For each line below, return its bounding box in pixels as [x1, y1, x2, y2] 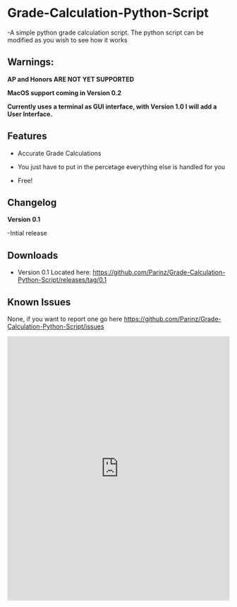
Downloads [7, 249, 59, 262]
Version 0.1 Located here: [17, 268, 92, 276]
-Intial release [7, 229, 47, 238]
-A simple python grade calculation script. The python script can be [7, 28, 205, 37]
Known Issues [7, 296, 71, 308]
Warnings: [7, 56, 54, 68]
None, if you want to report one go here [7, 315, 123, 323]
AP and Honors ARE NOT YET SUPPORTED [7, 75, 135, 83]
